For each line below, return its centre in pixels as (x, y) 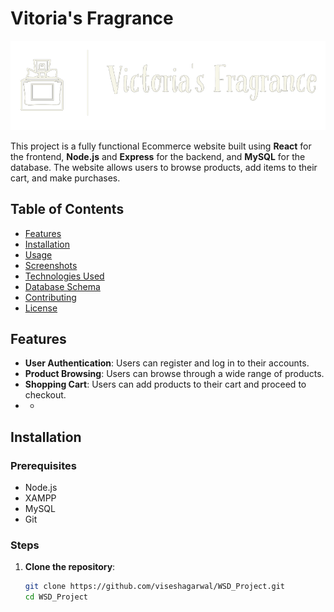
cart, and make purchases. (65, 178)
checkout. (45, 395)
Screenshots (51, 265)
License (41, 308)
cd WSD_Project (56, 597)
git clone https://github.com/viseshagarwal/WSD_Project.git (155, 587)
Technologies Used (64, 276)
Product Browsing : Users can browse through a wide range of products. (174, 374)
